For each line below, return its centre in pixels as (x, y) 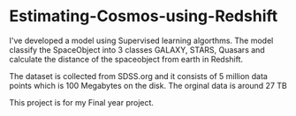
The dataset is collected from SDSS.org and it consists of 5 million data (138, 76)
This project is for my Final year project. (82, 102)
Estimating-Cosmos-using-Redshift (144, 16)
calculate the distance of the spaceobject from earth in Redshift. (126, 59)
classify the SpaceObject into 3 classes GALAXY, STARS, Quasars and (137, 49)
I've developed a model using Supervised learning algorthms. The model (141, 40)
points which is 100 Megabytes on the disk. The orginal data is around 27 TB (148, 85)
